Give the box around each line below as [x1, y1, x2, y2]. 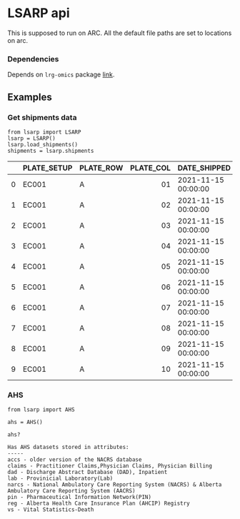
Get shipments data [7, 112, 77, 122]
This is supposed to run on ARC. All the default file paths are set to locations [7, 29, 232, 37]
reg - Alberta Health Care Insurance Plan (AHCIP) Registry [7, 500, 191, 508]
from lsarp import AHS [7, 406, 75, 413]
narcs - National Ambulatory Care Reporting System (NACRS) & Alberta [7, 481, 222, 488]
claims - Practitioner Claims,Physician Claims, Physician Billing [7, 463, 213, 470]
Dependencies [7, 54, 59, 64]
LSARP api [7, 5, 70, 21]
